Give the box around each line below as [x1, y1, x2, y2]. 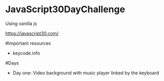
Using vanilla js [5, 20, 37, 26]
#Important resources [5, 40, 51, 46]
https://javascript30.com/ [5, 30, 59, 36]
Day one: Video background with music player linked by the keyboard [12, 70, 159, 76]
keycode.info [12, 50, 40, 56]
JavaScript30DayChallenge [5, 4, 125, 15]
